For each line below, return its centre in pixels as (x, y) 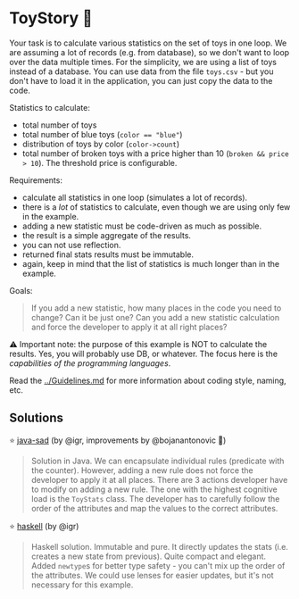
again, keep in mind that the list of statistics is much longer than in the (150, 263)
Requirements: (36, 180)
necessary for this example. (82, 585)
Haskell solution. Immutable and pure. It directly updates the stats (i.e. (159, 546)
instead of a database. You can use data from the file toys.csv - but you (141, 71)
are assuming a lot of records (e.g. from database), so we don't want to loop (149, 52)
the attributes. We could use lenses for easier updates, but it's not (152, 575)
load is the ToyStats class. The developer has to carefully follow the (155, 498)
